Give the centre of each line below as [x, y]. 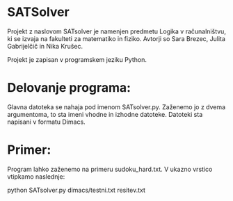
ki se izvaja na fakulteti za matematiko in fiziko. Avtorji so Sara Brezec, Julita [116, 38]
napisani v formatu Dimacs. [46, 122]
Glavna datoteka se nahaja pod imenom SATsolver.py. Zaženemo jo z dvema [116, 107]
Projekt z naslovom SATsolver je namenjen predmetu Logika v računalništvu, [116, 31]
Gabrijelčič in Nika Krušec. [45, 46]
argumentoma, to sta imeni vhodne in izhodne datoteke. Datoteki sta [105, 114]
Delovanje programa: [69, 88]
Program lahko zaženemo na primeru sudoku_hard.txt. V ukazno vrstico [110, 169]
